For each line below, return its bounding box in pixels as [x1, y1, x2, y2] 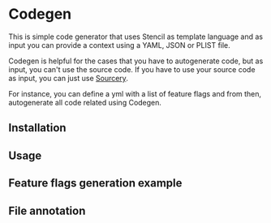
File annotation [8, 204, 86, 217]
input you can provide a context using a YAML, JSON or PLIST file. [8, 40, 231, 49]
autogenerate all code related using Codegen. [8, 97, 162, 107]
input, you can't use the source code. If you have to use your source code [8, 64, 256, 74]
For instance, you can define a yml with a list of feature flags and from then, [8, 88, 262, 98]
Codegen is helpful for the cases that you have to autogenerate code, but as [8, 56, 264, 66]
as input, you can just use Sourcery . [8, 73, 128, 83]
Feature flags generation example [8, 176, 183, 191]
